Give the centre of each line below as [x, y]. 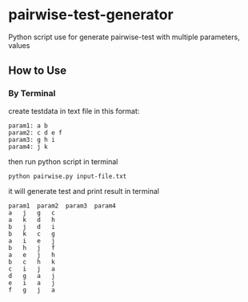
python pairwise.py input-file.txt [68, 176]
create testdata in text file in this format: [74, 111]
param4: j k [28, 147]
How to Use [38, 71]
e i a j [32, 283]
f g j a [32, 290]
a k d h [32, 219]
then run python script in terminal [63, 161]
